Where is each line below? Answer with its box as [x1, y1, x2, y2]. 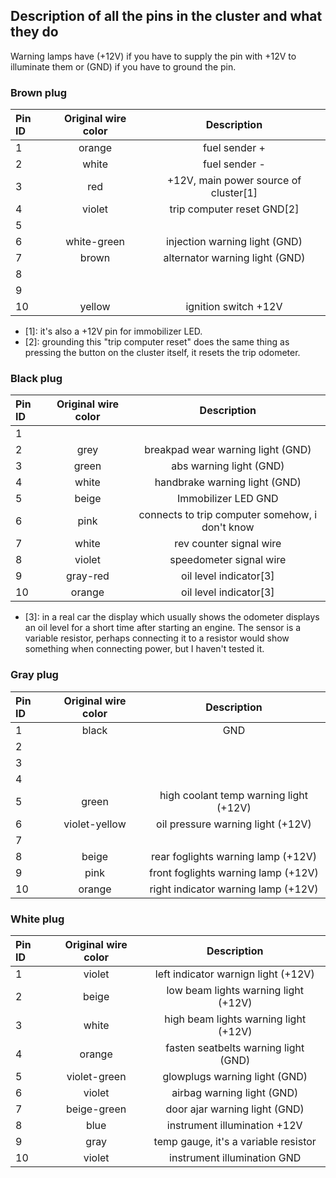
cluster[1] [210, 186, 258, 200]
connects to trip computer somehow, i [138, 508, 318, 522]
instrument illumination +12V [166, 1119, 303, 1132]
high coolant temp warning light [159, 788, 308, 802]
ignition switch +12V [185, 300, 283, 314]
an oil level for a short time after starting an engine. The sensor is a [24, 622, 302, 634]
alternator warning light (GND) [163, 251, 306, 265]
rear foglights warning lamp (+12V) [150, 849, 318, 863]
